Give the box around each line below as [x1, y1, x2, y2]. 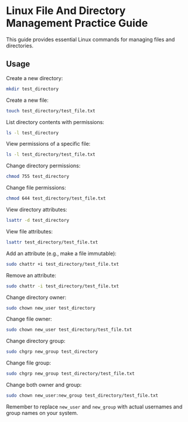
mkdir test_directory [6, 86, 59, 92]
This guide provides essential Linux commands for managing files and [6, 36, 175, 43]
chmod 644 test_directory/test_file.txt [6, 195, 107, 201]
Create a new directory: [6, 74, 63, 81]
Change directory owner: [6, 294, 66, 301]
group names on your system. [6, 409, 78, 416]
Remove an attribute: [6, 272, 57, 279]
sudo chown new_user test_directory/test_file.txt [6, 327, 132, 333]
